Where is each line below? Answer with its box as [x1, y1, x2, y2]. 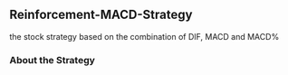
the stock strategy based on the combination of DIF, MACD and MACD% [9, 31, 280, 42]
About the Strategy [9, 53, 95, 66]
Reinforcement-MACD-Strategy [9, 7, 193, 23]
